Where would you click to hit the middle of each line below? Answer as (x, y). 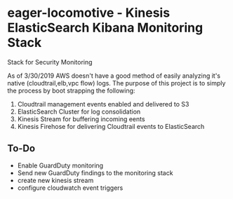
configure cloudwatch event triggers (70, 188)
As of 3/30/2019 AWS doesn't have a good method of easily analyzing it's (114, 76)
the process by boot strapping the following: (71, 90)
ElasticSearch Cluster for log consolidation (79, 111)
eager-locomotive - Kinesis (89, 13)
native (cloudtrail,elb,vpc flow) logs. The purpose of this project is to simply (116, 83)
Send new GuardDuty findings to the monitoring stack (95, 172)
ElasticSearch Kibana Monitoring (105, 28)
